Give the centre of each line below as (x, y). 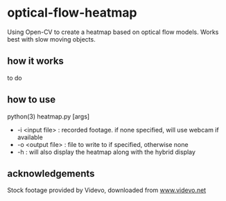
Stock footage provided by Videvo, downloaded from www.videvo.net (107, 190)
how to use (32, 99)
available (30, 137)
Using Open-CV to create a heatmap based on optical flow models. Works (113, 32)
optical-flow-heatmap (72, 13)
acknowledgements (51, 174)
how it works (36, 61)
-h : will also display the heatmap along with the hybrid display (106, 152)
